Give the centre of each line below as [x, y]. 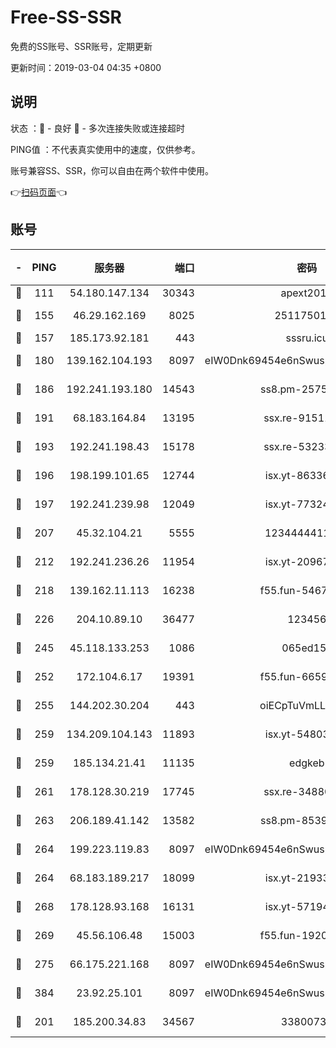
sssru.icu [307, 338]
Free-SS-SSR [66, 17]
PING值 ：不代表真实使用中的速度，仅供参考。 [105, 149]
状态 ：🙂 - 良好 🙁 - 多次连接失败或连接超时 [97, 128]
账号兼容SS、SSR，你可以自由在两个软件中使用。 [112, 170]
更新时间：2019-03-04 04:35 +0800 [86, 67]
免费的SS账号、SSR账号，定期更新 [81, 46]
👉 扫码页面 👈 [39, 192]
